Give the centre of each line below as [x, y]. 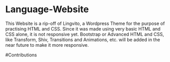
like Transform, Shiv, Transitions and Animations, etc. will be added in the [83, 40]
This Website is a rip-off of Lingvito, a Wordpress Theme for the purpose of [85, 23]
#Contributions [21, 55]
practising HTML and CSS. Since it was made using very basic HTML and [83, 28]
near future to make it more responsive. [47, 45]
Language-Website [47, 9]
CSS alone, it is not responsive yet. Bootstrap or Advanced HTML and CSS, [85, 34]
